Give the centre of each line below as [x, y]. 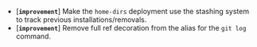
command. [33, 36]
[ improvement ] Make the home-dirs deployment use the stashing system [132, 11]
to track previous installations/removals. [81, 20]
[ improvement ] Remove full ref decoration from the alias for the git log [131, 28]
